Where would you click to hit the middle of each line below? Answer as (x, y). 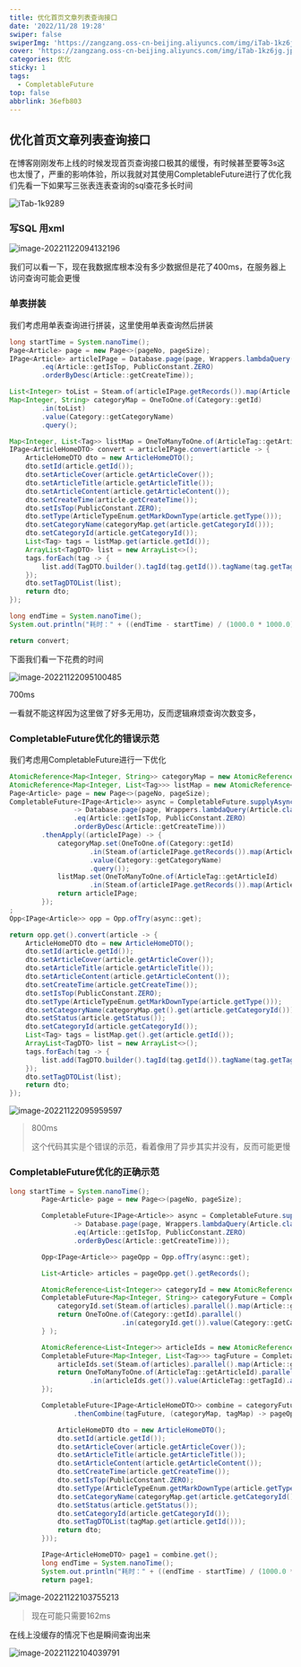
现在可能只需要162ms (71, 1615)
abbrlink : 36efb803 (46, 101)
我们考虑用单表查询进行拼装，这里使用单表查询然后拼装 (111, 325)
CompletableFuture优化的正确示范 (84, 1172)
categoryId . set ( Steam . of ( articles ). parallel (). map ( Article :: (174, 1306)
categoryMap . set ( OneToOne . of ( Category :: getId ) (146, 843)
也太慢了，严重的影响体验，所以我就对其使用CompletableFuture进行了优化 (146, 174)
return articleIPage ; (98, 894)
